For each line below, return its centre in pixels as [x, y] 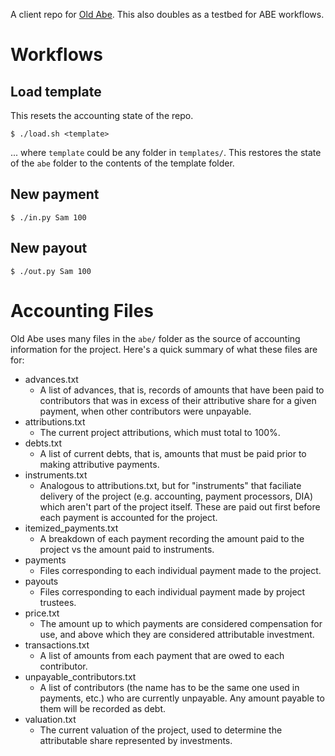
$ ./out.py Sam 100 [51, 271]
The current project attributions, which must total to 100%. [160, 432]
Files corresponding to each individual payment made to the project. [180, 570]
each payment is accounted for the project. [128, 517]
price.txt [42, 613]
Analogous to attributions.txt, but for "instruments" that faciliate [170, 485]
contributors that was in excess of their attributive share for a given [178, 400]
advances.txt [51, 379]
